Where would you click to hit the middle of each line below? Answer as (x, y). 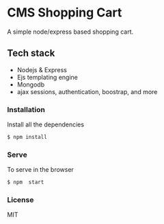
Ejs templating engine (47, 77)
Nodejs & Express (42, 69)
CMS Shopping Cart (65, 13)
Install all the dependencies (45, 124)
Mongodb (31, 85)
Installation (26, 109)
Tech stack (31, 53)
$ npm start (26, 182)
